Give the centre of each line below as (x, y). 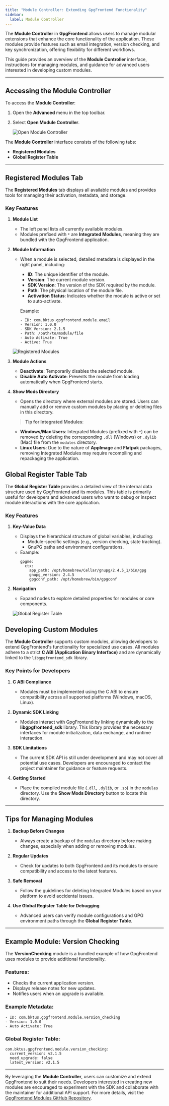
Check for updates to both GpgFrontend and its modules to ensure (89, 866)
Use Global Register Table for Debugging (56, 906)
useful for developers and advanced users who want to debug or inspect (81, 497)
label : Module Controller (37, 19)
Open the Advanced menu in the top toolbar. (59, 113)
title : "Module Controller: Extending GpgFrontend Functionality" (76, 10)
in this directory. (37, 412)
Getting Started (29, 778)
